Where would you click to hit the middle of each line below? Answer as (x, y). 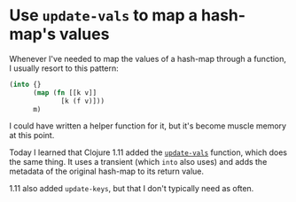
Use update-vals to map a (103, 16)
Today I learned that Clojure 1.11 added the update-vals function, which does (148, 152)
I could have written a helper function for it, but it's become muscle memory (148, 126)
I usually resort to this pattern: (64, 68)
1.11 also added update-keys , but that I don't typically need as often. (132, 189)
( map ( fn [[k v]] (65, 93)
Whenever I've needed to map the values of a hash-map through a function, (148, 58)
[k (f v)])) (82, 101)
